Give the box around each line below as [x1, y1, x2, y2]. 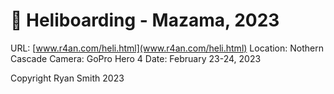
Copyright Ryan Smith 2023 [10, 72, 125, 84]
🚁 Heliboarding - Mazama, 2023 [10, 9, 280, 32]
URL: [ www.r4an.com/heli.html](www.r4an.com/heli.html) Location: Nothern [10, 42, 324, 54]
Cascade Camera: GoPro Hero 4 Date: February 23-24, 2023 [10, 52, 262, 64]
